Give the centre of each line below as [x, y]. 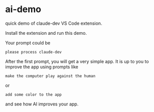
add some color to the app [33, 94]
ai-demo [23, 9]
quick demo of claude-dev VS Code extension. [54, 23]
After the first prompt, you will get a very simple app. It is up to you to [77, 61]
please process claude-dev [33, 52]
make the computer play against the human [50, 76]
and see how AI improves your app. [42, 104]
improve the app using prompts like [42, 67]
